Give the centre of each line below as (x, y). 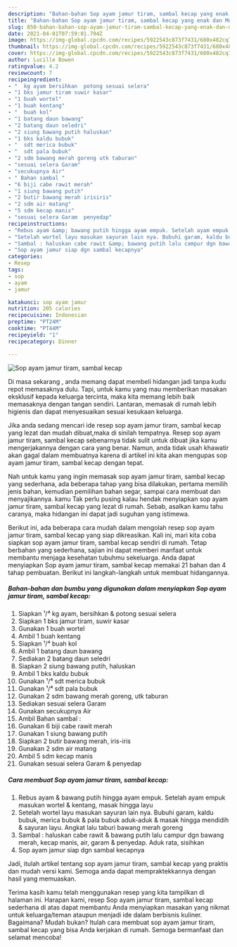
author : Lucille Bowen (41, 60)
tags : (16, 270)
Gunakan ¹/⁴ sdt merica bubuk (62, 681)
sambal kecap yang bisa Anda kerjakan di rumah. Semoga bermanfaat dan (116, 930)
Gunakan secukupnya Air (55, 711)
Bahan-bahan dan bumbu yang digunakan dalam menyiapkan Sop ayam (117, 589)
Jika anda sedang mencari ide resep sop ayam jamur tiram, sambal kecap (115, 425)
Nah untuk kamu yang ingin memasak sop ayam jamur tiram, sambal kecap (117, 476)
